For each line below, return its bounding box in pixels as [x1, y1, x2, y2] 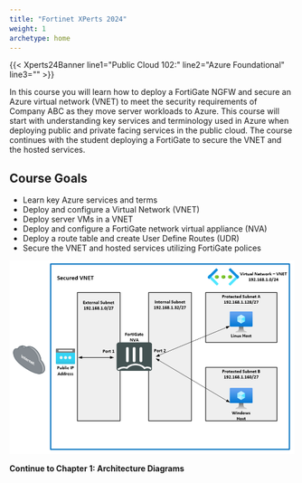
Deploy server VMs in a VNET [22, 213, 134, 225]
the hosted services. [9, 145, 86, 156]
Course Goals [9, 170, 88, 185]
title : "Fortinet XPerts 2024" [9, 14, 127, 24]
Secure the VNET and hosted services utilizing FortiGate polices [22, 242, 262, 253]
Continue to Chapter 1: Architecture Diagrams [9, 463, 185, 474]
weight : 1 [9, 24, 47, 33]
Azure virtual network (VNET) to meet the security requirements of [9, 96, 258, 108]
